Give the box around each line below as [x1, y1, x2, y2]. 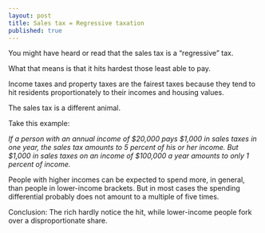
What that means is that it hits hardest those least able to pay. [8, 64, 212, 73]
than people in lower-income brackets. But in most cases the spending [8, 184, 241, 193]
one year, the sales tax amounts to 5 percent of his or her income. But [8, 143, 239, 152]
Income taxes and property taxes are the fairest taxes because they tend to [8, 79, 255, 89]
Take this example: [8, 119, 70, 128]
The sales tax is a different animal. [8, 103, 121, 113]
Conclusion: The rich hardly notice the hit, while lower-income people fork [8, 207, 252, 217]
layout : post [8, 11, 52, 20]
